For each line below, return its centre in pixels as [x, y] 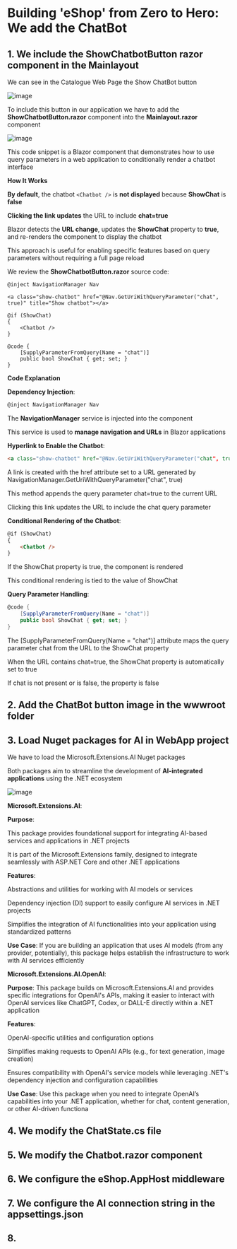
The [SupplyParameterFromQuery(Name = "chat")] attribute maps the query [118, 640]
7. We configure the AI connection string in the [111, 1203]
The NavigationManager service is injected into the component [100, 418]
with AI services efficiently [46, 960]
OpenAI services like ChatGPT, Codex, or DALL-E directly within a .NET [110, 1002]
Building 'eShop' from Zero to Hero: [113, 13]
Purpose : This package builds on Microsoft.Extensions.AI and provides [110, 987]
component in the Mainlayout [73, 65]
